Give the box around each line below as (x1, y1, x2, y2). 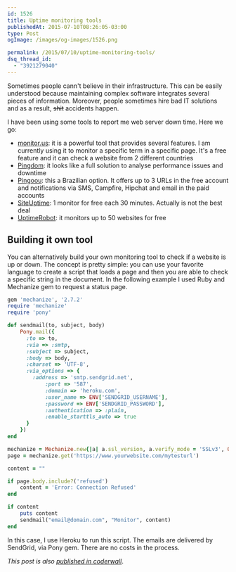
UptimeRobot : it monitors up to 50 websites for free (17, 213, 166, 222)
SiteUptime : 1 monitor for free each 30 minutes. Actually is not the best (17, 198, 223, 207)
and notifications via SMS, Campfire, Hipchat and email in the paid (17, 184, 209, 192)
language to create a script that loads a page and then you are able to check (7, 267, 228, 276)
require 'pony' (7, 309, 52, 317)
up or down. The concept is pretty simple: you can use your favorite (7, 260, 204, 268)
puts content (20, 510, 58, 517)
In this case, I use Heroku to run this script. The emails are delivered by (7, 535, 213, 544)
